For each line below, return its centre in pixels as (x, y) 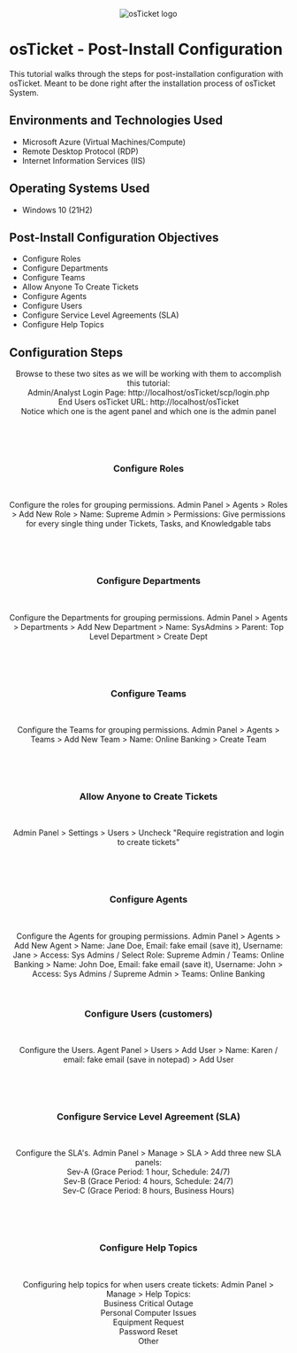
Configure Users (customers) (148, 1013)
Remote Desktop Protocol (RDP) (80, 151)
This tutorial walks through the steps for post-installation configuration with (146, 73)
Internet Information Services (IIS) (84, 160)
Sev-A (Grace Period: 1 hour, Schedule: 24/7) (148, 1172)
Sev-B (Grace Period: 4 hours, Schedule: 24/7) (148, 1181)
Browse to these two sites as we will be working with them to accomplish (148, 374)
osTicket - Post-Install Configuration (146, 50)
